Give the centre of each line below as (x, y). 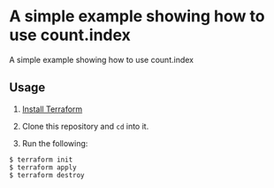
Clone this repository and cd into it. (85, 126)
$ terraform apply (43, 167)
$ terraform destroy (47, 175)
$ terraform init (41, 160)
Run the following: (55, 143)
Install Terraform (52, 109)
